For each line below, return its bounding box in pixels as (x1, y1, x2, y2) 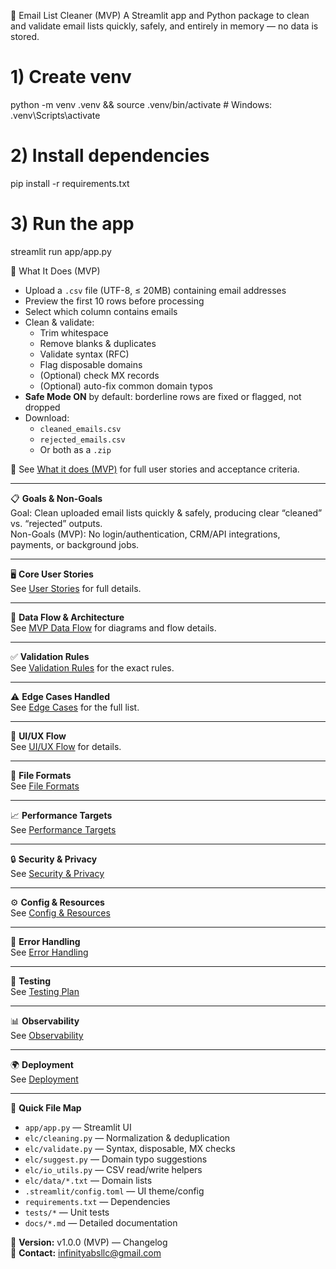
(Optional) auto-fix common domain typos (39, 380, 213, 392)
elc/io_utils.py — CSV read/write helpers (24, 1163, 203, 1175)
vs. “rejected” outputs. (10, 517, 103, 529)
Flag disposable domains (39, 358, 143, 370)
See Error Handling (10, 946, 89, 958)
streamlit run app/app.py (10, 245, 112, 257)
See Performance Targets (10, 823, 117, 835)
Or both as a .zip (39, 443, 112, 455)
